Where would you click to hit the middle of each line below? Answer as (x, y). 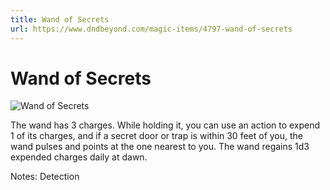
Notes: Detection (45, 177)
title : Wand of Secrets (60, 19)
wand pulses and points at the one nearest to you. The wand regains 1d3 (160, 147)
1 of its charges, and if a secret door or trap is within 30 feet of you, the (157, 136)
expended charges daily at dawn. (79, 157)
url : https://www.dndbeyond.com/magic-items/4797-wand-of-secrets (151, 29)
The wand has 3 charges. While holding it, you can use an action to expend (165, 125)
